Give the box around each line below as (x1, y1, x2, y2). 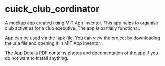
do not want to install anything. (5, 55, 69, 61)
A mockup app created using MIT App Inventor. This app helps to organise (5, 20, 158, 26)
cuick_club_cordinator (5, 3, 100, 15)
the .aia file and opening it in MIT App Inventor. (5, 40, 101, 46)
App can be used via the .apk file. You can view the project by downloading (5, 35, 161, 41)
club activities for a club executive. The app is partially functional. (5, 25, 140, 31)
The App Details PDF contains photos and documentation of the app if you (5, 50, 158, 56)
